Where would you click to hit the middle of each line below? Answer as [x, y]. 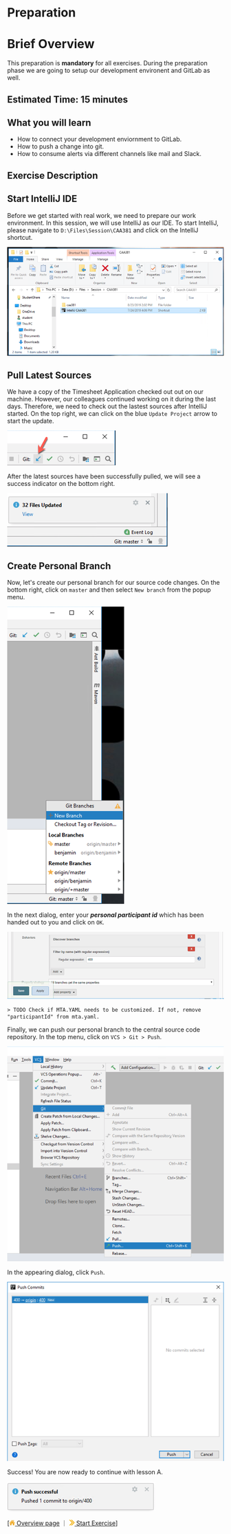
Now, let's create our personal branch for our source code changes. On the [113, 582]
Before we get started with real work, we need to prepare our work [101, 215]
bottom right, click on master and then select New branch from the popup [109, 590]
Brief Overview [51, 44]
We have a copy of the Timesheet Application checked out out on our [106, 392]
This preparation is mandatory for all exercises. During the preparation [107, 63]
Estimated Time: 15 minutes [68, 99]
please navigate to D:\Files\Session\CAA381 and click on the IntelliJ [103, 230]
